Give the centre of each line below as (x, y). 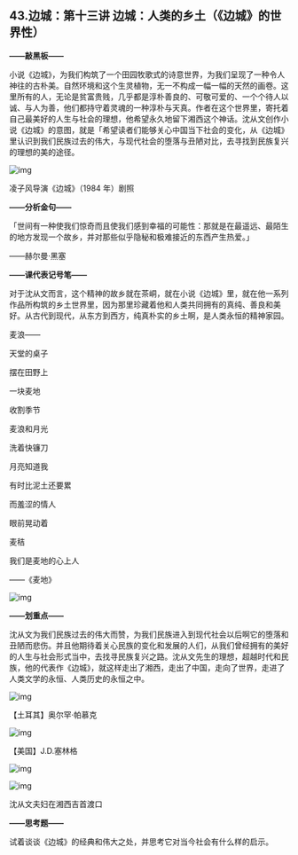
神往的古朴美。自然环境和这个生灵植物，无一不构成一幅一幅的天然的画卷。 (145, 85)
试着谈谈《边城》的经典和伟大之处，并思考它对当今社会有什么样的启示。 (141, 842)
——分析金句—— (40, 207)
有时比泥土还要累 (40, 485)
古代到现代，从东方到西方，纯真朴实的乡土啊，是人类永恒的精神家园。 (161, 315)
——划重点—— (36, 616)
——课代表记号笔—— (48, 274)
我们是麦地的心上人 (44, 561)
